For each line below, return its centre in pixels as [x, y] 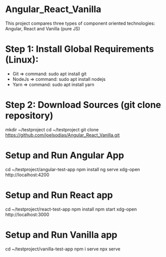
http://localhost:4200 [27, 175]
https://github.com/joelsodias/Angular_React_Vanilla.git [63, 135]
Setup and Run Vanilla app [61, 235]
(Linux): [22, 60]
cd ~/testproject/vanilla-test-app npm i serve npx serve [63, 249]
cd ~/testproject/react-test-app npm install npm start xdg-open [71, 209]
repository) [29, 116]
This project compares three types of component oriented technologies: [80, 23]
